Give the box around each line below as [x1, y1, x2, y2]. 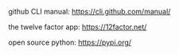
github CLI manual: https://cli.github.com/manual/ [8, 7, 171, 16]
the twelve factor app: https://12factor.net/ [8, 22, 147, 31]
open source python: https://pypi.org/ [8, 37, 132, 47]
